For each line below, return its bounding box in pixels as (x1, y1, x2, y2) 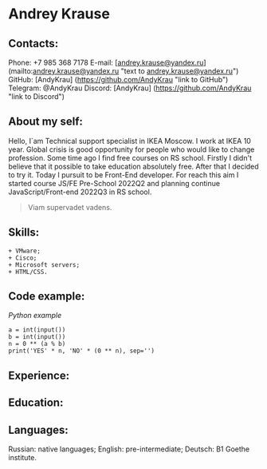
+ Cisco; (8, 253, 37, 262)
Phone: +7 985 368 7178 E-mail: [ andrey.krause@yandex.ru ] (8, 58, 206, 67)
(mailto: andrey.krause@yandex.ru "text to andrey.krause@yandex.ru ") (8, 66, 239, 76)
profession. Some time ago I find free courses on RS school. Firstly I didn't (8, 153, 253, 162)
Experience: (8, 368, 70, 382)
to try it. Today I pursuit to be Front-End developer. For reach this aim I (8, 169, 239, 180)
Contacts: (8, 37, 59, 50)
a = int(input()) (8, 326, 66, 334)
